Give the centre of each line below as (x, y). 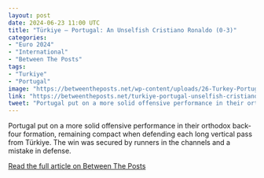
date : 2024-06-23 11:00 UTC (54, 23)
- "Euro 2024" (31, 45)
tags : (17, 67)
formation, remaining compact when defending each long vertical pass (138, 134)
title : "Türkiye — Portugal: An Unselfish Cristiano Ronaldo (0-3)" (123, 30)
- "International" (38, 52)
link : (17, 96)
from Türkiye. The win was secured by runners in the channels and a (119, 143)
